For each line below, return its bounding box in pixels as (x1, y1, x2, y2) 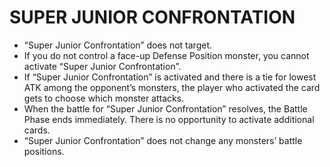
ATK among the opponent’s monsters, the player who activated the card (23, 81, 321, 93)
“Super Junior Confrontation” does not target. (23, 39, 213, 51)
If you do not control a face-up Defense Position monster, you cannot (23, 49, 310, 61)
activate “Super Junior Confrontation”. (23, 60, 182, 72)
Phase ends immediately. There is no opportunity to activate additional (23, 113, 315, 125)
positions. (23, 145, 65, 157)
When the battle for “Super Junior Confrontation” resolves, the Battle (23, 102, 308, 115)
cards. (23, 124, 51, 136)
